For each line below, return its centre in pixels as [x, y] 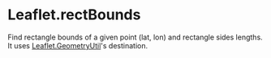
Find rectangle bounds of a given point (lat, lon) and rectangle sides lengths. [135, 37]
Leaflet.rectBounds [74, 15]
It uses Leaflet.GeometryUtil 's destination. [78, 45]
